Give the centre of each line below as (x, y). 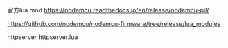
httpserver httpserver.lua (43, 37)
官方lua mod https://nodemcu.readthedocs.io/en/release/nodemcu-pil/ (108, 10)
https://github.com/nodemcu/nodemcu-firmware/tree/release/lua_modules (114, 24)
